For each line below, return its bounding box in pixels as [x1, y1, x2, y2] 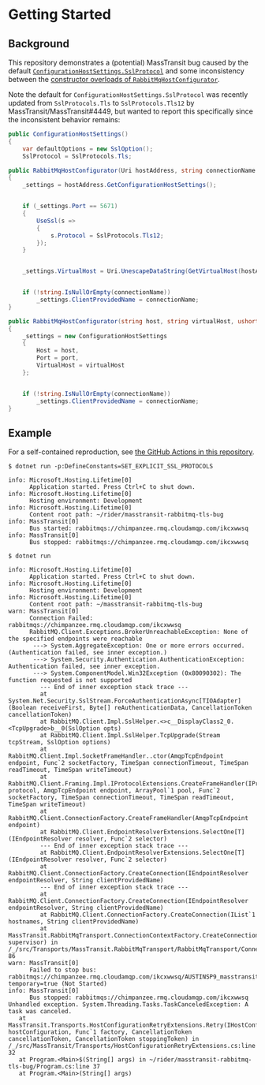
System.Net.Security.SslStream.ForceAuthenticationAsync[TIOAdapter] [8, 697, 242, 705]
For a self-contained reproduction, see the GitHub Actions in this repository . [8, 447, 255, 457]
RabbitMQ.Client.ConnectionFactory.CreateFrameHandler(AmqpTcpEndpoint [8, 815, 248, 822]
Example [8, 426, 52, 439]
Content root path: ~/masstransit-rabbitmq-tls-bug [28, 601, 203, 609]
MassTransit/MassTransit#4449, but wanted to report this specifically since [8, 106, 254, 116]
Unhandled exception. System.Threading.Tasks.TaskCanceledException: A [8, 1001, 248, 1009]
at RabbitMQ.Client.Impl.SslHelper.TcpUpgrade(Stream [39, 732, 221, 740]
